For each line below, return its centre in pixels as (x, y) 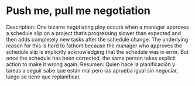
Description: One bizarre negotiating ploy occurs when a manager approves (97, 27)
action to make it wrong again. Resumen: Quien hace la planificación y (91, 64)
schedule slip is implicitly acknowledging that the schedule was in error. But (97, 51)
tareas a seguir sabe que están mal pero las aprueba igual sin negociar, (92, 70)
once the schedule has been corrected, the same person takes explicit (91, 58)
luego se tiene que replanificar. (43, 77)
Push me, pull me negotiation (78, 11)
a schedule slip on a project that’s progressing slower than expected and (94, 33)
